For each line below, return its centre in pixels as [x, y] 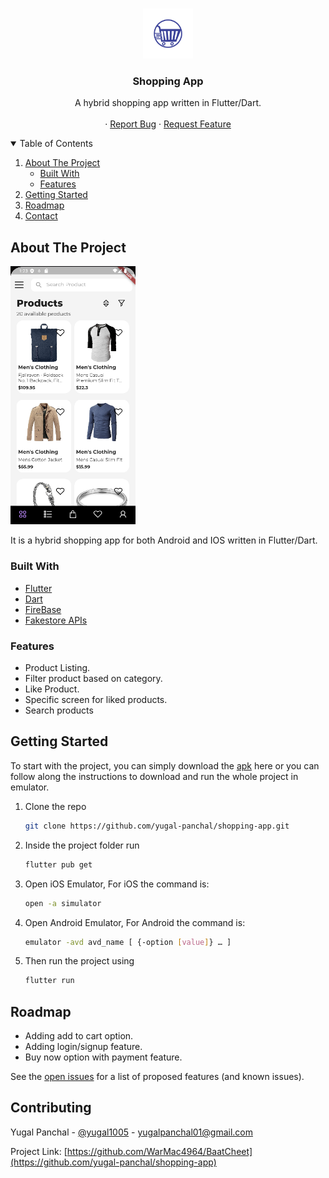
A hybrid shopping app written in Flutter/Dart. [168, 103]
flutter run [49, 981]
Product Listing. [57, 668]
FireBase [43, 609]
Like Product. [52, 689]
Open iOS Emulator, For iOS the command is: [117, 884]
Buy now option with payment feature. [103, 1057]
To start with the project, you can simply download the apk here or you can [165, 765]
